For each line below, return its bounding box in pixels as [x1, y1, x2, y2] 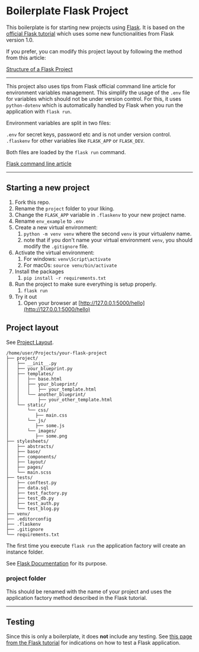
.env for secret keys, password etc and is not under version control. [6, 130, 172, 138]
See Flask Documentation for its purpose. [6, 560, 108, 567]
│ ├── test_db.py [6, 495, 54, 501]
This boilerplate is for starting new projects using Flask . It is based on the [6, 24, 185, 31]
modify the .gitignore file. [23, 242, 89, 250]
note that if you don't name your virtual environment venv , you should [23, 236, 193, 244]
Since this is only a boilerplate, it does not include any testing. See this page [6, 632, 192, 640]
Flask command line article [6, 160, 72, 167]
